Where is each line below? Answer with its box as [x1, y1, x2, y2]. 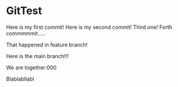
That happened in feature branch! [6, 41, 88, 48]
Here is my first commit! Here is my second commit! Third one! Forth [6, 24, 173, 31]
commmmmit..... [6, 29, 45, 36]
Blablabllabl [6, 75, 34, 82]
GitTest [6, 4, 42, 18]
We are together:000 [6, 63, 57, 71]
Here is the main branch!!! [6, 52, 69, 59]
